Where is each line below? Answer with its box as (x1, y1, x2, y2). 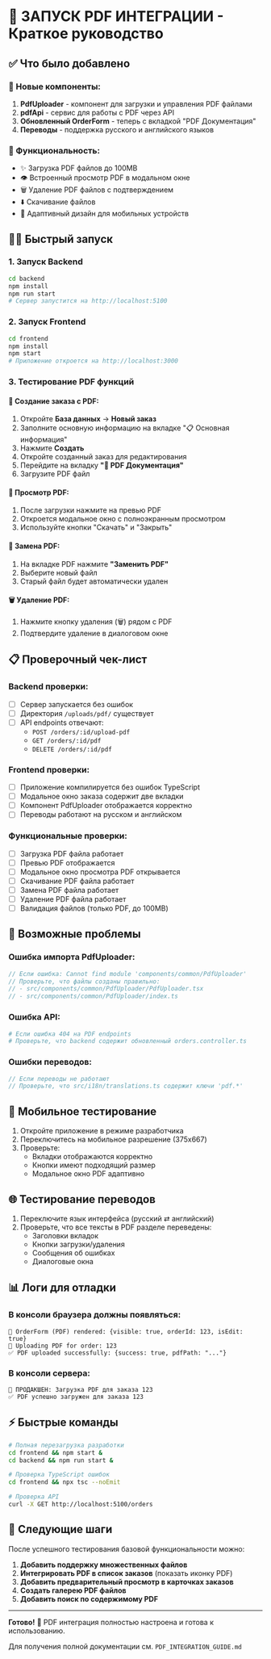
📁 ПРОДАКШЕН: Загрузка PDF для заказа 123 (8, 1385, 153, 1393)
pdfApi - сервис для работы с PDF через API (19, 107, 175, 117)
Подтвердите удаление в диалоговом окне (19, 628, 169, 638)
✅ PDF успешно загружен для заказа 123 (8, 1393, 144, 1401)
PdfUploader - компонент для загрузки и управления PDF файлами (19, 98, 252, 108)
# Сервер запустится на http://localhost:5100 (8, 297, 168, 305)
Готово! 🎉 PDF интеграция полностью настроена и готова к (8, 1617, 215, 1627)
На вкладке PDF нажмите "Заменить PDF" (19, 559, 169, 568)
